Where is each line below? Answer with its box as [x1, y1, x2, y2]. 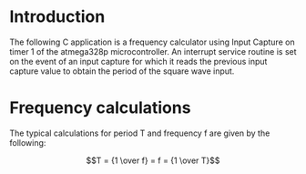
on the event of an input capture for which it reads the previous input [9, 56, 268, 67]
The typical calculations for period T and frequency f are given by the [9, 128, 270, 138]
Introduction [9, 6, 106, 27]
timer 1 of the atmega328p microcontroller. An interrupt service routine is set [9, 46, 298, 56]
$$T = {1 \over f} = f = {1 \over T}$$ [86, 155, 220, 166]
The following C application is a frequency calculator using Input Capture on [9, 36, 295, 47]
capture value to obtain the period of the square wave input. [9, 66, 235, 77]
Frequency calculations [9, 97, 191, 118]
